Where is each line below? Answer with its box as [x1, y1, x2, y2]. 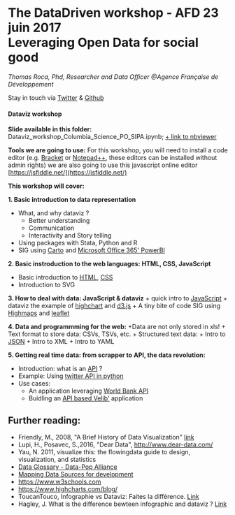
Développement [8, 80, 54, 88]
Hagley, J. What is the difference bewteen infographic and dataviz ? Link [17, 500, 227, 508]
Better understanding [28, 217, 90, 225]
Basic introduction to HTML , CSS [17, 273, 113, 282]
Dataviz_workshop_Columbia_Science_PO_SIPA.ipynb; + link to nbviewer [8, 133, 217, 141]
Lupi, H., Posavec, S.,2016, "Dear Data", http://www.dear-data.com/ [17, 440, 213, 449]
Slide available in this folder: [8, 125, 92, 133]
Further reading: [8, 414, 81, 426]
